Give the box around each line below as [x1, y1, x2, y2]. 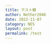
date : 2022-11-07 [5, 17, 42, 22]
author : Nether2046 [5, 12, 46, 17]
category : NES [5, 21, 35, 27]
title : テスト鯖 [5, 7, 36, 13]
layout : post [5, 26, 33, 31]
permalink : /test [5, 31, 42, 36]
